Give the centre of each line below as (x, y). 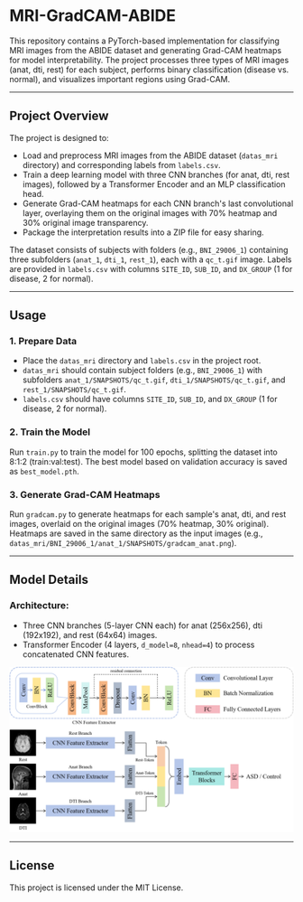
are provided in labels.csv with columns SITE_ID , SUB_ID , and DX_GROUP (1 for (151, 268)
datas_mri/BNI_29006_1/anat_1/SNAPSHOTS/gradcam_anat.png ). (123, 543)
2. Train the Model (50, 432)
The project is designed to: (60, 137)
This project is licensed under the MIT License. (96, 888)
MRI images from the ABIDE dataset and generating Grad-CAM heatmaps (146, 50)
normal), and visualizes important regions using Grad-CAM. (120, 79)
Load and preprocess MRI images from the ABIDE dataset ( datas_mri (150, 155)
